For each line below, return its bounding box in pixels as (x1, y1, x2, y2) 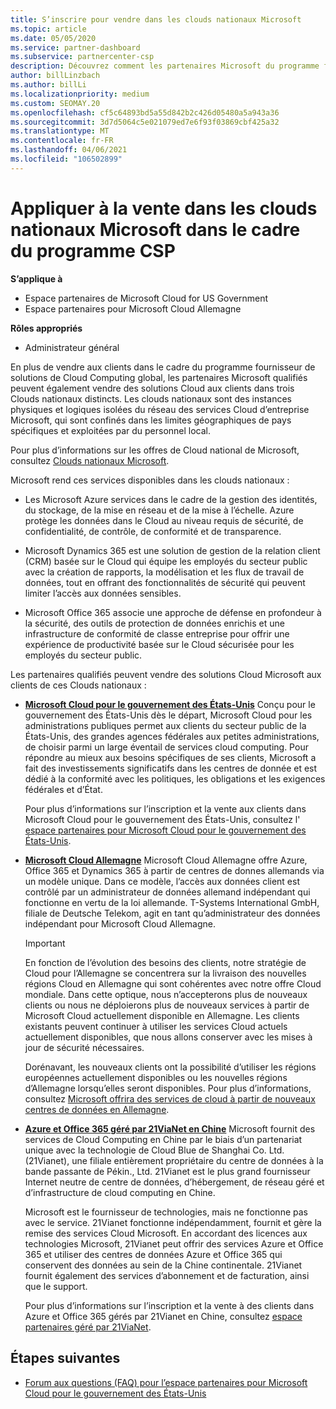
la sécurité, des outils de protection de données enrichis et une (24, 617, 285, 629)
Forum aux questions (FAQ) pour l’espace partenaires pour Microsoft (24, 1376, 308, 1388)
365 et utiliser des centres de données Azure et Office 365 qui (24, 1248, 283, 1260)
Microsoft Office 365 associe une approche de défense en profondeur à (24, 606, 322, 618)
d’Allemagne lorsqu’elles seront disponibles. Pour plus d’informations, (24, 1082, 312, 1094)
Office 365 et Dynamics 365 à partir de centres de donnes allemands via (24, 864, 325, 876)
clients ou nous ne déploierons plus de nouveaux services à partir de (24, 999, 310, 1011)
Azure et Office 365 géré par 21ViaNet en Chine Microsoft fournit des (24, 1122, 316, 1135)
